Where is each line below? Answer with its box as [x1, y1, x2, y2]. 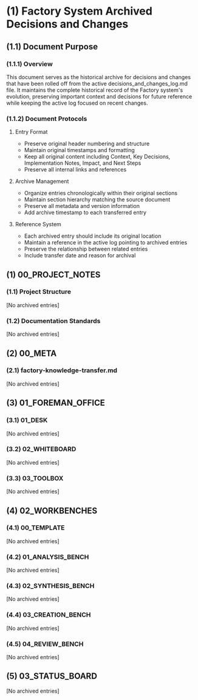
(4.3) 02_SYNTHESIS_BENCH [6, 582, 95, 591]
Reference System [15, 221, 62, 228]
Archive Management [15, 178, 69, 185]
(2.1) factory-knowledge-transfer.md [6, 366, 117, 375]
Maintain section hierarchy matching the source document [24, 196, 171, 203]
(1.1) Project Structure [6, 288, 72, 296]
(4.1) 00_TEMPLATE [6, 524, 65, 532]
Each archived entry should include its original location [24, 232, 162, 240]
